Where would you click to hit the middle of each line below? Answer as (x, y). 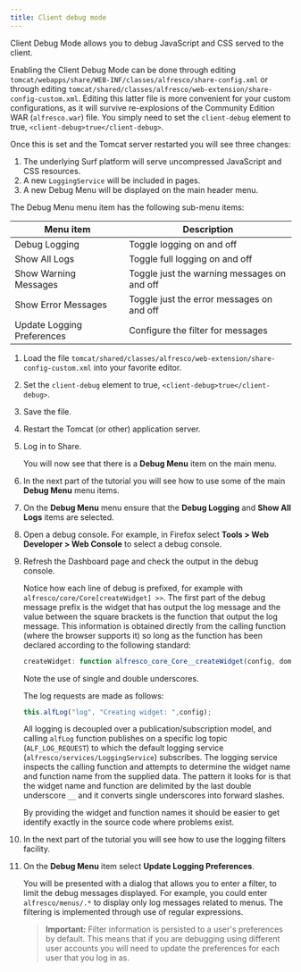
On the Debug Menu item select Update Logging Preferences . (139, 867)
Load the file (46, 357)
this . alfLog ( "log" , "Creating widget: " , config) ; (117, 712)
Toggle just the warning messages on (208, 273)
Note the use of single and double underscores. (111, 678)
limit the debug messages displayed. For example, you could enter (145, 893)
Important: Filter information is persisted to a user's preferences (164, 929)
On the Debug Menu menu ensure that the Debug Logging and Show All (157, 507)
